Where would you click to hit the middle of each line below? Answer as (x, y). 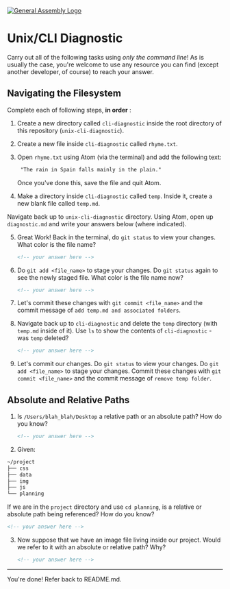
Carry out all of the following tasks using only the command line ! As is (105, 57)
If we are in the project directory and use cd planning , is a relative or (104, 507)
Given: (26, 449)
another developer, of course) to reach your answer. (80, 71)
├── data (20, 474)
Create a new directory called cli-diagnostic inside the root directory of (119, 123)
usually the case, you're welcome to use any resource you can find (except (113, 64)
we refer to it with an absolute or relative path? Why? (91, 547)
